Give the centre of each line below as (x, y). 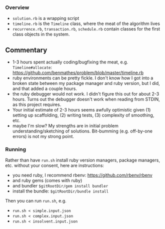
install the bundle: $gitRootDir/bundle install (60, 191)
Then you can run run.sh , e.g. (36, 201)
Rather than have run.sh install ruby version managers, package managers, (82, 160)
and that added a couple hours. (45, 88)
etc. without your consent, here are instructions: (54, 165)
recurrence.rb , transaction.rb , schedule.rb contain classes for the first (86, 29)
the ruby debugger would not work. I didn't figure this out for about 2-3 (86, 94)
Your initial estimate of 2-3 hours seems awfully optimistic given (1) (81, 110)
